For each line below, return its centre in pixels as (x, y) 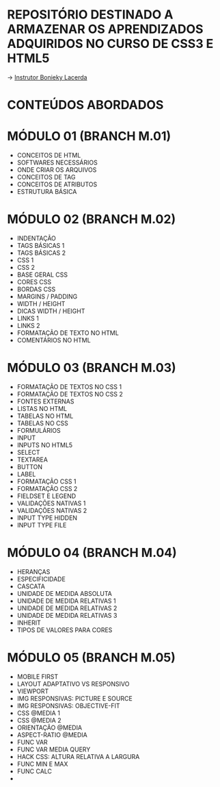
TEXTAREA (32, 460)
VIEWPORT (33, 691)
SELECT (28, 452)
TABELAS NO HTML (45, 416)
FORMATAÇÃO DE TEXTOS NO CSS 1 (69, 386)
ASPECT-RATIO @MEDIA (52, 735)
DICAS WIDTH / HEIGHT (51, 311)
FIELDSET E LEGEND (46, 496)
